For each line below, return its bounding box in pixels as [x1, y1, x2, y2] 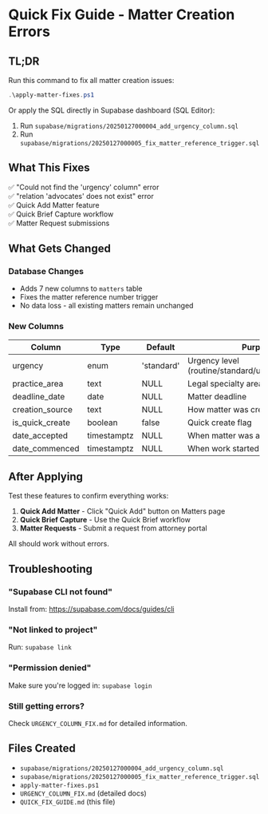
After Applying [8, 470, 84, 484]
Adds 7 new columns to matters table [19, 284, 143, 293]
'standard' [141, 359, 180, 371]
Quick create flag [187, 417, 252, 428]
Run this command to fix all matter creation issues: [8, 76, 175, 85]
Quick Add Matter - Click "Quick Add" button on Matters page [19, 506, 226, 516]
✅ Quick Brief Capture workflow [8, 209, 114, 219]
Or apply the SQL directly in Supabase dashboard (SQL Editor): [8, 105, 215, 115]
